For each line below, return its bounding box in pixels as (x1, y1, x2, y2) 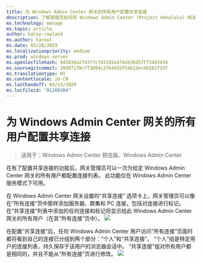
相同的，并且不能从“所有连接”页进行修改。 (11, 250, 117, 257)
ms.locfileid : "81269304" (6, 87, 71, 93)
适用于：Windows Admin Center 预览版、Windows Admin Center (20, 151, 182, 159)
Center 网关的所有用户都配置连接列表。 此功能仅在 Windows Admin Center (6, 171, 191, 179)
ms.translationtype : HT (6, 71, 66, 77)
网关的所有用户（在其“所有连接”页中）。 (6, 215, 103, 222)
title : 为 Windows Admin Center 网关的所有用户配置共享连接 (6, 8, 147, 15)
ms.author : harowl (6, 37, 52, 43)
